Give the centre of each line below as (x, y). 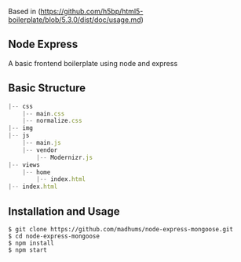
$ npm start (27, 250)
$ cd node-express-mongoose (54, 236)
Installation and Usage (64, 211)
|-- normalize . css (52, 121)
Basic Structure (47, 89)
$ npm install (31, 243)
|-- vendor (40, 150)
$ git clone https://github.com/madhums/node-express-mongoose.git (121, 229)
